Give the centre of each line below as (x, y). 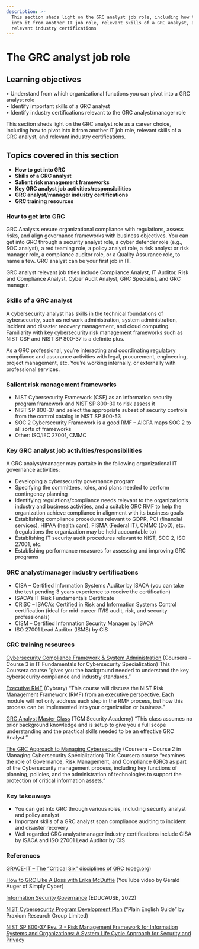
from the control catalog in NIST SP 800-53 (68, 416)
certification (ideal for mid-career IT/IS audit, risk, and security (91, 610)
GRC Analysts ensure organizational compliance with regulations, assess (95, 230)
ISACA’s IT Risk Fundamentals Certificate (64, 598)
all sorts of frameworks (43, 429)
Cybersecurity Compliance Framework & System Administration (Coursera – (99, 658)
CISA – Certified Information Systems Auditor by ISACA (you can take (99, 585)
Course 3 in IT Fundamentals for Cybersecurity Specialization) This (88, 664)
